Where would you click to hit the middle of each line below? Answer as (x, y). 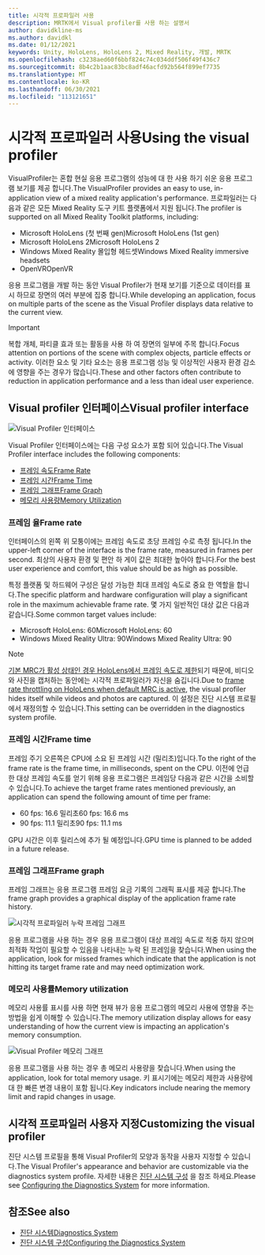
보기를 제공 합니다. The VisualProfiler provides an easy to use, (114, 188)
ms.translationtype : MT (47, 74)
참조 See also (39, 1212)
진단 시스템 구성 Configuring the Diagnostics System (103, 1242)
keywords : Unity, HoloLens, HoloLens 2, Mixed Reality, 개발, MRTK (119, 52)
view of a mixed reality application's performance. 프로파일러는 (147, 198)
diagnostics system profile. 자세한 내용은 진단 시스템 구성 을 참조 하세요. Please (132, 1176)
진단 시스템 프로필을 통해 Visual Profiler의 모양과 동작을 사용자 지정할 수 (119, 1156)
